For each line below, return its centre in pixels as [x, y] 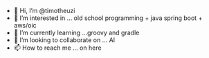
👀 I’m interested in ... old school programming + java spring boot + [108, 18]
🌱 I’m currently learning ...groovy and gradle [76, 32]
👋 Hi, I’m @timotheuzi [44, 11]
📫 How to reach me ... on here [57, 48]
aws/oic [25, 25]
